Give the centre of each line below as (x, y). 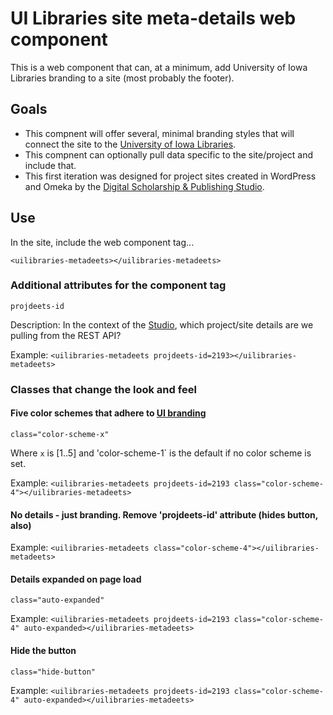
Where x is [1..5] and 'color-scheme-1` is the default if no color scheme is (161, 453)
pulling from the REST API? (66, 335)
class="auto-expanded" (57, 600)
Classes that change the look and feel (103, 389)
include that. (50, 165)
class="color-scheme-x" (60, 434)
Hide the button (43, 650)
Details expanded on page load (76, 579)
